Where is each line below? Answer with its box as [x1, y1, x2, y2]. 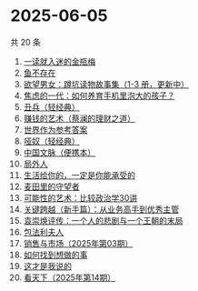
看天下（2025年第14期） [23, 272, 116, 283]
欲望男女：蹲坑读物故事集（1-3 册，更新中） [23, 78, 190, 89]
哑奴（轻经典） [23, 135, 80, 146]
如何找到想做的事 [23, 249, 88, 260]
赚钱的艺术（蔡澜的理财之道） [23, 113, 135, 124]
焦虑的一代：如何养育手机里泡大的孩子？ [23, 90, 175, 101]
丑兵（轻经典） [23, 101, 80, 112]
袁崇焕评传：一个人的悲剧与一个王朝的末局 [23, 215, 183, 226]
